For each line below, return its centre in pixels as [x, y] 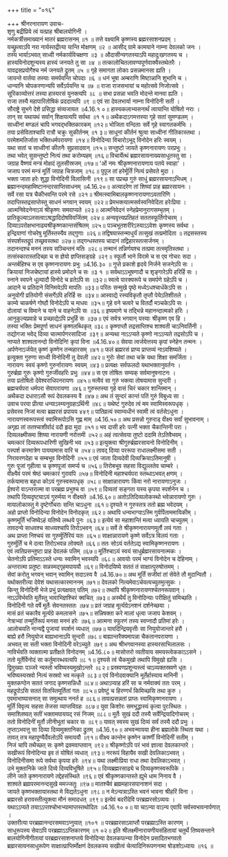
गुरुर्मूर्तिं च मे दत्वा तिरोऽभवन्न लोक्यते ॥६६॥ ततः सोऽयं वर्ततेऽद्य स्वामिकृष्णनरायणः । [96, 543]
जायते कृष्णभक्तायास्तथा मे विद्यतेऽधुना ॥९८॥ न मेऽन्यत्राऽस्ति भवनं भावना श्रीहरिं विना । [100, 792]
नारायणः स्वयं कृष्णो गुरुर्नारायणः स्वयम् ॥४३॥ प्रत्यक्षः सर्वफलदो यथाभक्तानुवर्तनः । [94, 365]
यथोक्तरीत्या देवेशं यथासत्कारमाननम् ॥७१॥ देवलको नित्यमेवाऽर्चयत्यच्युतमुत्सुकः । [94, 582]
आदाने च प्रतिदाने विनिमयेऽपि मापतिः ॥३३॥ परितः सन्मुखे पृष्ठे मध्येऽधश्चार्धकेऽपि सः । [98, 288]
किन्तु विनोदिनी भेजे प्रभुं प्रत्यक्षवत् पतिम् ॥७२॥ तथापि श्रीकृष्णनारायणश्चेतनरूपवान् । [96, 590]
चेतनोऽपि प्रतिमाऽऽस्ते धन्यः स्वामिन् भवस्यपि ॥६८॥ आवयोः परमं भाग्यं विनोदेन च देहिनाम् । [103, 559]
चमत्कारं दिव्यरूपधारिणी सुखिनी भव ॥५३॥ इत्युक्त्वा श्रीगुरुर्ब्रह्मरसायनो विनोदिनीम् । [95, 443]
